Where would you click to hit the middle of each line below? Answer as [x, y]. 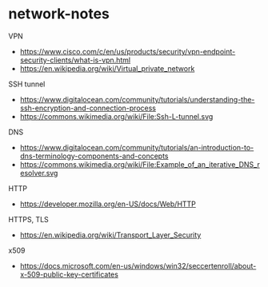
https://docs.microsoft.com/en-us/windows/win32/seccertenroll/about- [138, 265]
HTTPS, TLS [29, 219]
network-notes [59, 14]
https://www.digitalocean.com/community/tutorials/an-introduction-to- [137, 147]
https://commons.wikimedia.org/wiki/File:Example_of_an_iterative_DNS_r [140, 164]
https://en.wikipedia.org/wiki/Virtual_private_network [107, 68]
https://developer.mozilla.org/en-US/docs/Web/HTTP [108, 204]
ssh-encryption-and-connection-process [88, 108]
